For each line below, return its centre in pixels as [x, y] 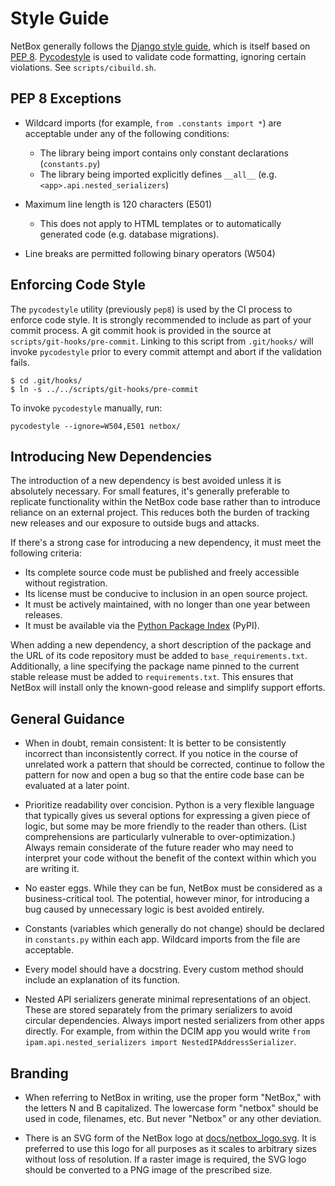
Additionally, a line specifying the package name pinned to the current [155, 666]
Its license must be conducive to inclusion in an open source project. [166, 594]
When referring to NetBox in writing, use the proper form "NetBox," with [173, 1097]
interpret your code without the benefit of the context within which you [170, 858]
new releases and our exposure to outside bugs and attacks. [135, 523]
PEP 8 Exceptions [66, 98]
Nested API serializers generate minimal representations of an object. [168, 999]
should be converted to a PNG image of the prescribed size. [148, 1170]
